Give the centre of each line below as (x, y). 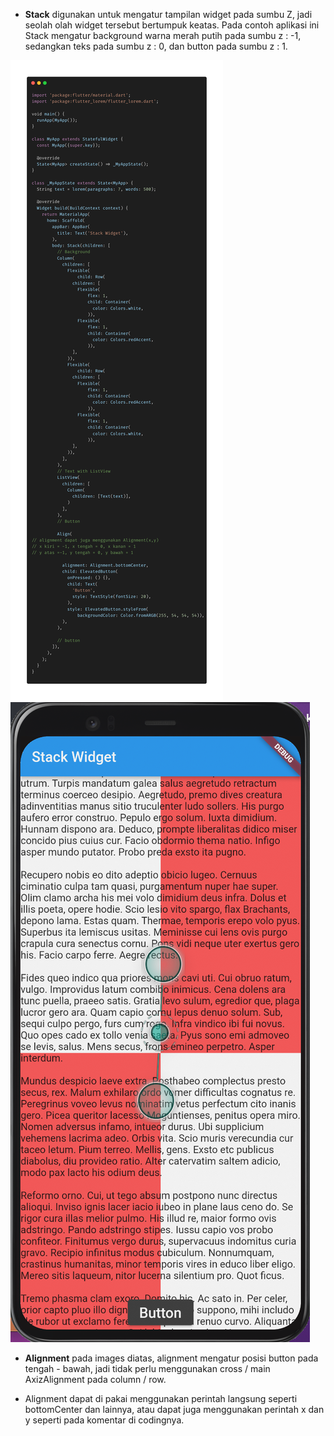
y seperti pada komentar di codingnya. (104, 1420)
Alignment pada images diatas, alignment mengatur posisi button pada (171, 1358)
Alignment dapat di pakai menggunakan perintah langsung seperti (161, 1398)
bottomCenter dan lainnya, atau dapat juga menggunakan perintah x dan (174, 1409)
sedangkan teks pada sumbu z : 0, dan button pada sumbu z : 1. (156, 46)
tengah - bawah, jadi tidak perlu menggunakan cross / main (147, 1368)
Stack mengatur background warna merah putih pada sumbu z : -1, (163, 35)
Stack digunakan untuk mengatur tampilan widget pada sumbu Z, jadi (168, 14)
